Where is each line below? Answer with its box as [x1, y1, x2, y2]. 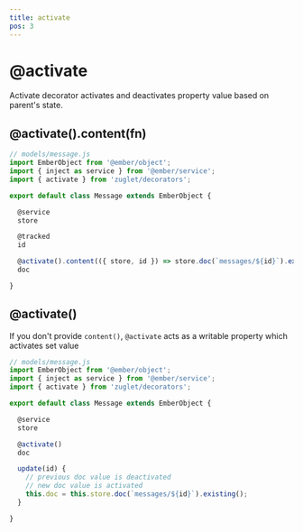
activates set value [9, 340, 79, 351]
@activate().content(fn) [9, 125, 147, 141]
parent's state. [9, 100, 63, 111]
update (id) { [17, 464, 67, 473]
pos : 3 [9, 22, 34, 31]
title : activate [9, 13, 70, 23]
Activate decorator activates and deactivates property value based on [9, 90, 270, 101]
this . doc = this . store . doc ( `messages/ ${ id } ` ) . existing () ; [25, 490, 248, 499]
